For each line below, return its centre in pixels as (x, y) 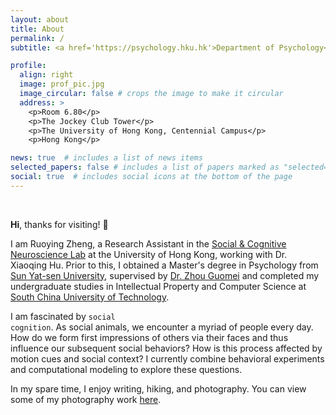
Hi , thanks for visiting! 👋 (59, 224)
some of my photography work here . (86, 399)
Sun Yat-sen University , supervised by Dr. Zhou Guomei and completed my (165, 275)
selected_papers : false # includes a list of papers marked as (145, 167)
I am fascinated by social (63, 316)
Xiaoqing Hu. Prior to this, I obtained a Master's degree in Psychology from (164, 265)
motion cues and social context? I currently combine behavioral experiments (167, 358)
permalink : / (37, 38)
